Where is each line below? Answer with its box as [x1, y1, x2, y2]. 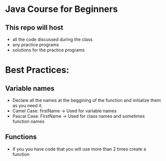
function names [12, 118, 45, 124]
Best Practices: [5, 65, 70, 76]
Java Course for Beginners [5, 3, 118, 15]
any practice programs [12, 42, 59, 48]
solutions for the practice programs [12, 47, 85, 53]
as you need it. [12, 103, 43, 108]
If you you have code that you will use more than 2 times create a [12, 146, 147, 152]
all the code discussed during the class [12, 36, 93, 42]
